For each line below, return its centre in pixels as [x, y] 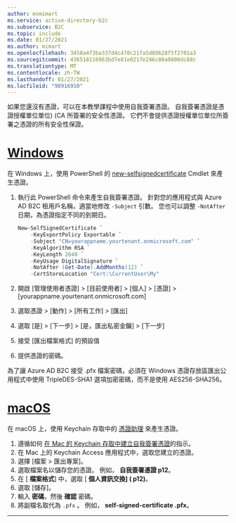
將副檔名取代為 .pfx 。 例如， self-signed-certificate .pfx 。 [105, 505]
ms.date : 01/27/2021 [38, 40]
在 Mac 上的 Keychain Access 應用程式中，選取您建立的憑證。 [107, 453]
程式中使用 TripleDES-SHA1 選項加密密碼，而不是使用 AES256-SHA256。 [119, 379]
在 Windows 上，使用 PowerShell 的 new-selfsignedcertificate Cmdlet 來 [112, 174]
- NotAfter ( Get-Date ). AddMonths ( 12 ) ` [87, 267]
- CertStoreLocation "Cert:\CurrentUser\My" [95, 274]
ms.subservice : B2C [36, 27]
